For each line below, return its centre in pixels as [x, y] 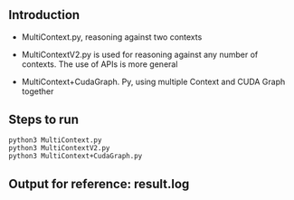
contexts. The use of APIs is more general [100, 64]
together [38, 91]
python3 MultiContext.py [55, 140]
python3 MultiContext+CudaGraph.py [76, 157]
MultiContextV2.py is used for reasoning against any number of [140, 54]
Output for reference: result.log [99, 184]
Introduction [44, 15]
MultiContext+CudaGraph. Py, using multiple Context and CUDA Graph [153, 81]
